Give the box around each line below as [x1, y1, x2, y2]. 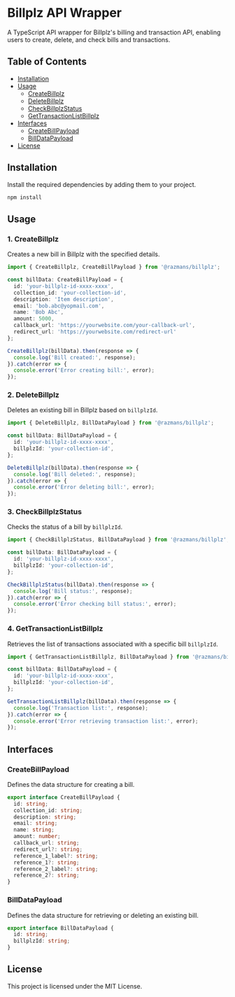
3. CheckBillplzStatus [7, 507, 83, 517]
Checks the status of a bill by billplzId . [7, 523, 123, 531]
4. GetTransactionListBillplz [7, 624, 104, 634]
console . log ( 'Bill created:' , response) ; [13, 354, 136, 361]
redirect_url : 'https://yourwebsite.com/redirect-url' [13, 328, 177, 335]
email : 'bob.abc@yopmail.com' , [13, 302, 105, 309]
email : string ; [13, 820, 58, 827]
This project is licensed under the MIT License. [7, 982, 143, 990]
